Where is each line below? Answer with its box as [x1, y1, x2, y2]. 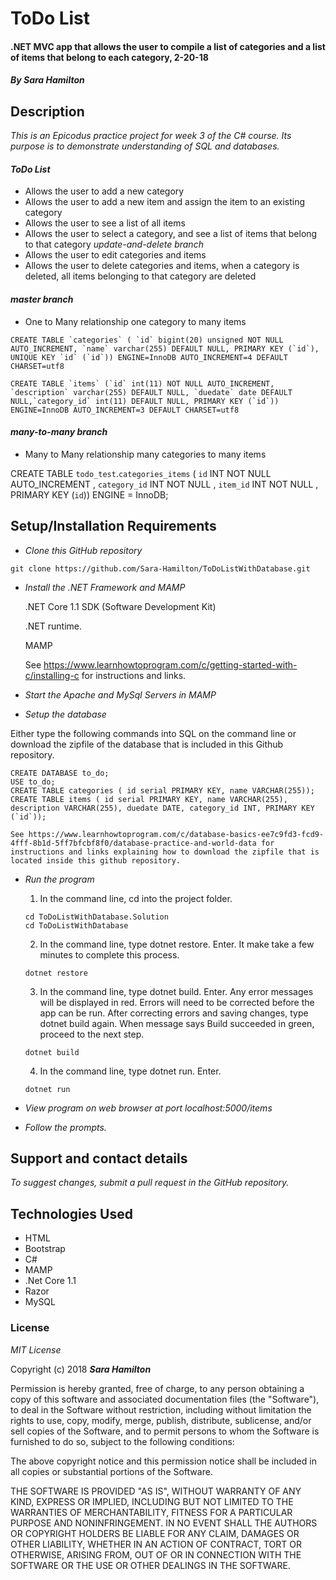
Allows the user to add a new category [24, 185, 185, 197]
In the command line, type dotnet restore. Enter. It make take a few [39, 938, 315, 950]
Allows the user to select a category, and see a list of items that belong [24, 228, 318, 240]
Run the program [24, 873, 95, 885]
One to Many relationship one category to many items [24, 315, 247, 327]
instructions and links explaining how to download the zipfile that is [10, 847, 320, 857]
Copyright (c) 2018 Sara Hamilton [10, 1363, 152, 1375]
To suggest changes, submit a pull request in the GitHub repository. [10, 1177, 290, 1189]
